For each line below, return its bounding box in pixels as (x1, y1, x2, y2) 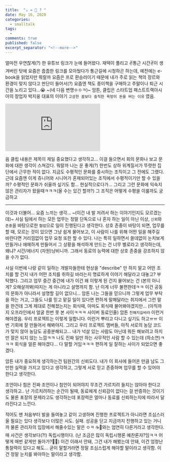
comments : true (5, 36, 37, 41)
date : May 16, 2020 (5, 12, 47, 17)
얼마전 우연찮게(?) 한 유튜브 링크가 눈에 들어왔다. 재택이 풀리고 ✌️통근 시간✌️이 (5, 59, 158, 66)
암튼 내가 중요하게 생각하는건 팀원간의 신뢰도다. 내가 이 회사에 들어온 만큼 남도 (5, 358, 159, 364)
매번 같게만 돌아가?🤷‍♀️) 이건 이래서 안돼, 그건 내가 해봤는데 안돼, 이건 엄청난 (14, 438, 163, 444)
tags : (5, 26, 17, 31)
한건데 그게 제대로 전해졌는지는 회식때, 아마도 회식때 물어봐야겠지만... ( (10, 303, 150, 309)
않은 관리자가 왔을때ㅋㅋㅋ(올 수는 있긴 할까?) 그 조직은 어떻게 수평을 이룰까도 (5, 187, 158, 193)
